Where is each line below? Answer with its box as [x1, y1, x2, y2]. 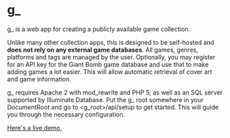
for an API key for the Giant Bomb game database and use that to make [7, 60, 209, 68]
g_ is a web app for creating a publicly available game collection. [7, 25, 191, 33]
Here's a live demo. [7, 124, 62, 132]
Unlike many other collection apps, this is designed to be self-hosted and [7, 38, 215, 46]
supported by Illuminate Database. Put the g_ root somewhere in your [7, 95, 204, 103]
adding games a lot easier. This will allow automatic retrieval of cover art [7, 68, 212, 76]
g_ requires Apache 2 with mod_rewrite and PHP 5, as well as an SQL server [7, 88, 223, 97]
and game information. [7, 75, 72, 83]
